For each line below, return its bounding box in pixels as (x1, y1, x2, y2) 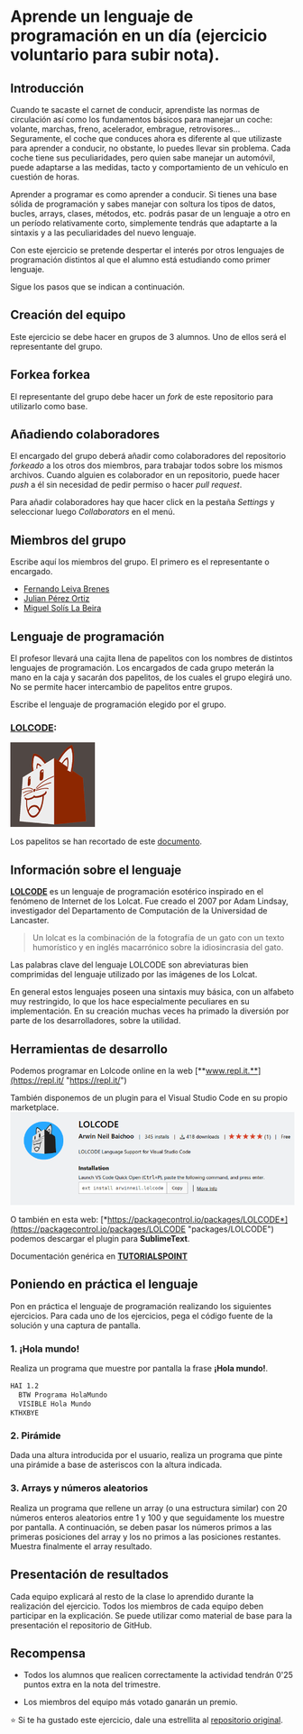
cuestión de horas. (10, 171, 80, 182)
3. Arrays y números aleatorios (10, 1482, 149, 1494)
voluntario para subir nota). (10, 45, 220, 65)
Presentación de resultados (10, 1567, 170, 1583)
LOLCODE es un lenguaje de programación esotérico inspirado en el (10, 886, 264, 897)
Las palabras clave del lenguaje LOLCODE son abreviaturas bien (10, 959, 249, 970)
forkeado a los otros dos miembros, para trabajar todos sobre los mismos (10, 460, 283, 471)
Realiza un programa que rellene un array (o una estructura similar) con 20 (10, 1502, 288, 1513)
